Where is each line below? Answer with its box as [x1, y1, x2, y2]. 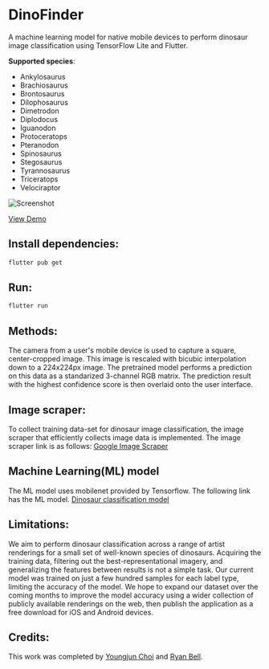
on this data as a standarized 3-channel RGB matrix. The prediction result [8, 371, 251, 381]
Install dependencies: [8, 237, 119, 251]
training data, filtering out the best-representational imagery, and [8, 556, 223, 565]
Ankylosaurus [19, 71, 66, 81]
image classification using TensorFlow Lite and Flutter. [8, 40, 189, 50]
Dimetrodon [19, 106, 59, 116]
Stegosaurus [19, 157, 63, 166]
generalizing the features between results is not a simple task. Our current [8, 565, 255, 574]
